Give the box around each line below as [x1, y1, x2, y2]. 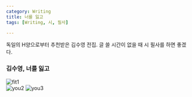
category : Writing [6, 8, 51, 15]
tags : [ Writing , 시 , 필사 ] [6, 19, 69, 25]
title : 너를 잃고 [6, 14, 44, 20]
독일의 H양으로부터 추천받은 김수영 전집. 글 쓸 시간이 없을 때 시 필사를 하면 [6, 41, 176, 49]
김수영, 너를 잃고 [6, 65, 50, 73]
